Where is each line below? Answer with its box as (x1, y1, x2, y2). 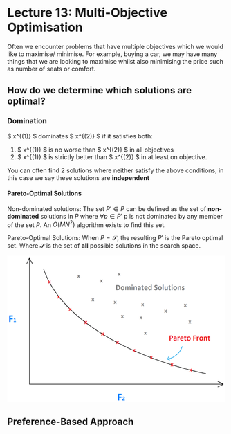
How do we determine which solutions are (7, 84, 192, 96)
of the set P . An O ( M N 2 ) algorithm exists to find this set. (7, 219, 166, 229)
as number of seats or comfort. (7, 64, 96, 73)
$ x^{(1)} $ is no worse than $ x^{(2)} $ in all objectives (17, 145, 174, 154)
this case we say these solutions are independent (7, 173, 150, 181)
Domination (7, 116, 47, 126)
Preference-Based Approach (7, 415, 134, 427)
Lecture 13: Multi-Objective (7, 5, 168, 21)
